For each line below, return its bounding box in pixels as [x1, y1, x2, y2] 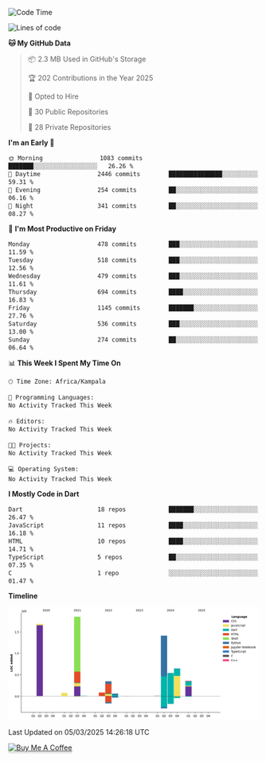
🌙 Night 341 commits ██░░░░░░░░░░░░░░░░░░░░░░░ [8, 202, 259, 210]
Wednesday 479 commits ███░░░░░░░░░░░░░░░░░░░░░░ [8, 272, 259, 280]
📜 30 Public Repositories [27, 107, 109, 116]
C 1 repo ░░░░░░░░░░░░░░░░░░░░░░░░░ [8, 569, 259, 577]
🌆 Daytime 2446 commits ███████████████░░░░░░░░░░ [8, 170, 259, 178]
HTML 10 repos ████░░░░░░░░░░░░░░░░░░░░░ [8, 537, 259, 545]
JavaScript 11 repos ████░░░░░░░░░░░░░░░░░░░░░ [8, 521, 259, 529]
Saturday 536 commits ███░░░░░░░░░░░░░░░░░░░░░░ [8, 320, 259, 328]
